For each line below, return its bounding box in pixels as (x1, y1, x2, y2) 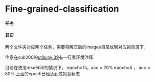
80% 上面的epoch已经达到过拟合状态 (5, 70, 80, 76)
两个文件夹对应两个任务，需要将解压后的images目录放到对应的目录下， (5, 44, 148, 49)
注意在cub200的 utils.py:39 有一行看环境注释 (5, 54, 93, 60)
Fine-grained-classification (5, 3, 119, 15)
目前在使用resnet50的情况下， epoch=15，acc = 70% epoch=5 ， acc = (5, 65, 151, 70)
